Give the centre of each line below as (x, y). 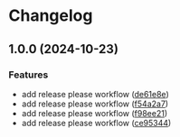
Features (28, 75)
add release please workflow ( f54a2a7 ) (95, 104)
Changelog (51, 16)
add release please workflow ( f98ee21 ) (95, 113)
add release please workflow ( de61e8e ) (95, 94)
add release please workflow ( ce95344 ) (96, 123)
